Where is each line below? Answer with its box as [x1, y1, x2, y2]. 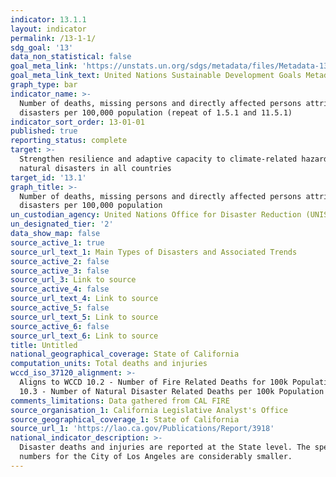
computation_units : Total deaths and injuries [10, 359, 208, 369]
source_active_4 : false [10, 284, 110, 295]
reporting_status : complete [10, 136, 128, 146]
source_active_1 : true [10, 237, 105, 248]
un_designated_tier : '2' [10, 219, 114, 230]
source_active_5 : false [10, 303, 110, 313]
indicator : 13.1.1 [10, 14, 87, 25]
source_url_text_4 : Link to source [10, 294, 159, 304]
